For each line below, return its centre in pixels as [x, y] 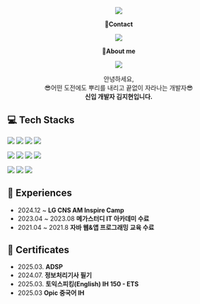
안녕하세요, [119, 79]
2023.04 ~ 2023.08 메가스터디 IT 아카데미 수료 [83, 218]
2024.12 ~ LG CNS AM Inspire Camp [71, 210]
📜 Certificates [38, 250]
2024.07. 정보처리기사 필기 [54, 275]
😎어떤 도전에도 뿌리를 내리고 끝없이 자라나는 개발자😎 [119, 88]
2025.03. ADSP [40, 267]
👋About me [119, 51]
